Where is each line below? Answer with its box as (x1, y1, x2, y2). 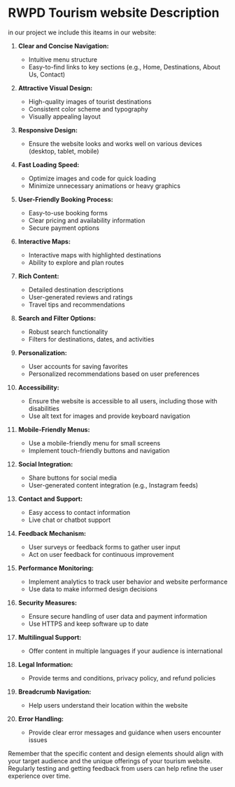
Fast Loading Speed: (17, 160, 80, 169)
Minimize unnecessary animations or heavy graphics (28, 181, 181, 190)
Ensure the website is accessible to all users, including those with (28, 396, 218, 405)
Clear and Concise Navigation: (17, 41, 109, 50)
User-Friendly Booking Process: (17, 195, 114, 203)
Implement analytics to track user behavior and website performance (28, 577, 228, 586)
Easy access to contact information (28, 508, 131, 516)
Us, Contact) (28, 70, 66, 79)
